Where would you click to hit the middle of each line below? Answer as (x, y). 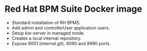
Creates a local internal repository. (46, 38)
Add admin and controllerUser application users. (61, 27)
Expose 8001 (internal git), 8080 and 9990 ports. (61, 43)
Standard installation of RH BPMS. (46, 23)
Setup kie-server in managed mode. (48, 33)
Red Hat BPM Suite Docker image (73, 9)
